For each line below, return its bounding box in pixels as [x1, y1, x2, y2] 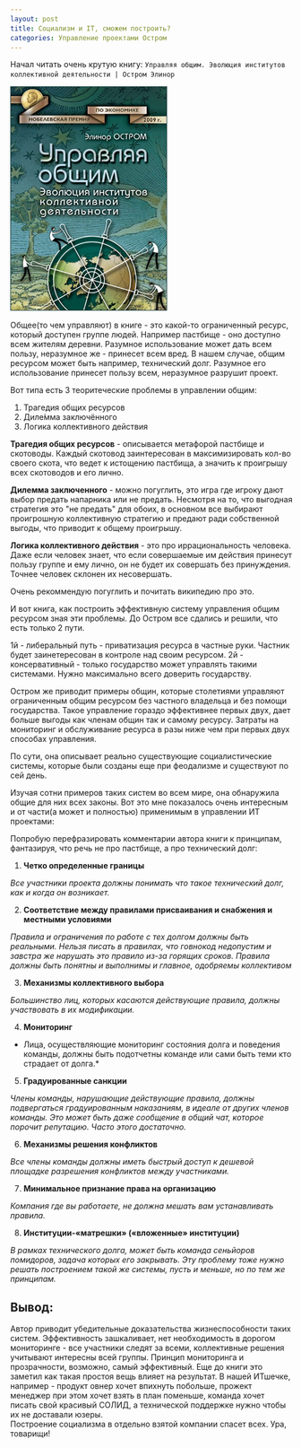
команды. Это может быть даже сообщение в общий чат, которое [10, 1112, 264, 1123]
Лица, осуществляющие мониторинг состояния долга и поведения [22, 1039, 280, 1050]
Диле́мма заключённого [22, 412, 117, 423]
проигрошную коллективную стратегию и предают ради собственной [10, 513, 280, 524]
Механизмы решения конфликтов [22, 1139, 158, 1150]
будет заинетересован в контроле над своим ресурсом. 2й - [10, 650, 245, 660]
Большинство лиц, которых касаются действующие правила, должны [10, 995, 280, 1006]
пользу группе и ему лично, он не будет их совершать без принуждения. [10, 559, 291, 570]
